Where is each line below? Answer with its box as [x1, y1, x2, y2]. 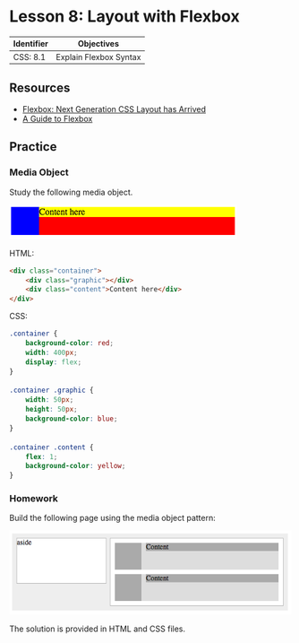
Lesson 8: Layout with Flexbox [9, 6, 240, 27]
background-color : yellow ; [25, 462, 126, 471]
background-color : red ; [25, 339, 115, 348]
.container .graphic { [9, 386, 94, 395]
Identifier [13, 39, 49, 49]
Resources [9, 80, 71, 95]
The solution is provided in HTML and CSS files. [9, 623, 186, 634]
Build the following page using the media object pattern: [9, 513, 217, 524]
